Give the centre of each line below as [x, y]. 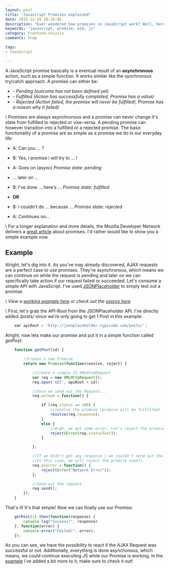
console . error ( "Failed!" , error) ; [59, 531]
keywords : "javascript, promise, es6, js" [50, 29]
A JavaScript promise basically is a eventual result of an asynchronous [79, 71]
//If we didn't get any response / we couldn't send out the [98, 456]
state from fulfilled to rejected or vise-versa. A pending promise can [75, 122]
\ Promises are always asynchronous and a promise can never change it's [82, 117]
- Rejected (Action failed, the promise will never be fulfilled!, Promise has [88, 102]
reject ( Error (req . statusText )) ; [84, 433]
